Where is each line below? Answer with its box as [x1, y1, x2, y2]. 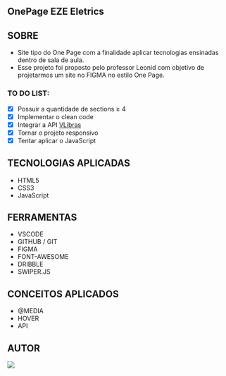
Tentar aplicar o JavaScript [17, 136, 96, 145]
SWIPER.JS [17, 267, 51, 276]
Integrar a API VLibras [17, 120, 82, 129]
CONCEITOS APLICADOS [7, 288, 119, 300]
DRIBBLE [17, 260, 44, 269]
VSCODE [17, 230, 44, 238]
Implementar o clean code [17, 112, 94, 121]
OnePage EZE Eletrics [7, 6, 104, 18]
